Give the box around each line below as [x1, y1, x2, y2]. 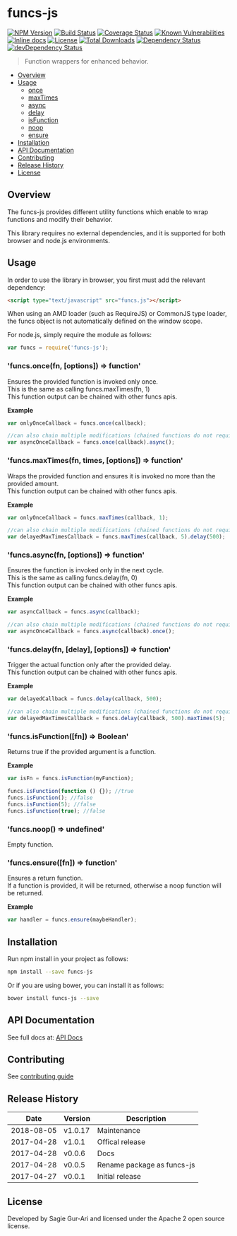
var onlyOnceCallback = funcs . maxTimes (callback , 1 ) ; [7, 514, 169, 521]
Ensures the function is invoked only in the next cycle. [7, 566, 164, 575]
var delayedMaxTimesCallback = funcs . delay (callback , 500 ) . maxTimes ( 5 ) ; [7, 715, 226, 722]
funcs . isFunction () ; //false [7, 794, 93, 801]
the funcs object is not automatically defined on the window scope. [7, 317, 203, 326]
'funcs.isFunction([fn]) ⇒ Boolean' [7, 731, 129, 741]
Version [63, 1114, 90, 1124]
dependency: [7, 283, 46, 291]
